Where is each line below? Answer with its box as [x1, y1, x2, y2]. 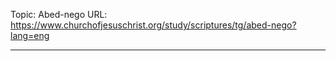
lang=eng [10, 30, 50, 41]
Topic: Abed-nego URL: [10, 9, 108, 20]
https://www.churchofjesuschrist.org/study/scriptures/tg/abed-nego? [10, 19, 297, 31]
